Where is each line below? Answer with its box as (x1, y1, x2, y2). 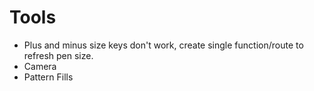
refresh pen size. (23, 49, 94, 61)
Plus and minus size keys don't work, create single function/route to (23, 39, 304, 51)
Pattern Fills (23, 71, 74, 83)
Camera (23, 60, 57, 72)
